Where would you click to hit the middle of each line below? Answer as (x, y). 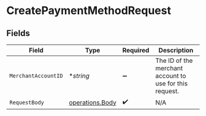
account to (171, 76)
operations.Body (93, 103)
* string (79, 76)
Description (176, 50)
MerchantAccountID (36, 76)
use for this (172, 83)
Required (136, 50)
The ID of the (174, 60)
